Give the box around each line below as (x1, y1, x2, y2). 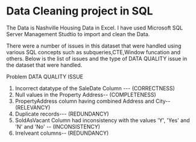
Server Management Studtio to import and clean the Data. (6, 30, 150, 37)
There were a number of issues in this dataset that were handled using (6, 42, 182, 49)
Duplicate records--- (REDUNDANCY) (14, 110, 110, 117)
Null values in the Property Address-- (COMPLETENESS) (14, 91, 157, 98)
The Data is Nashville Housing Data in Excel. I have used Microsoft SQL (6, 24, 183, 31)
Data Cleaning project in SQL (6, 4, 153, 18)
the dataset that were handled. (6, 61, 83, 69)
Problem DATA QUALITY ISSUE (6, 73, 83, 80)
